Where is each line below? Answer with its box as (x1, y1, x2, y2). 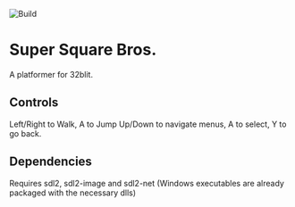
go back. (9, 128, 42, 138)
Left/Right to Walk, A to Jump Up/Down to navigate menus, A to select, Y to (9, 119, 287, 129)
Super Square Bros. (9, 40, 157, 60)
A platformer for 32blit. (9, 69, 94, 79)
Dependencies (9, 154, 92, 170)
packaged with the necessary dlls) (9, 187, 137, 198)
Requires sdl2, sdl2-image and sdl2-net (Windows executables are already (9, 178, 284, 188)
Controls (9, 95, 59, 111)
